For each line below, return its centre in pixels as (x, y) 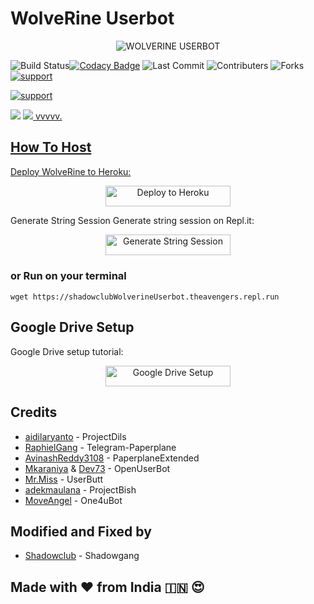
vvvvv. (48, 116)
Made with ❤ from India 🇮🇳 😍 (107, 587)
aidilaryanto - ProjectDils (75, 436)
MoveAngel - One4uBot (73, 500)
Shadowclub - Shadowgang (82, 556)
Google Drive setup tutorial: (67, 351)
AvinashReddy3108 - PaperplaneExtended (112, 458)
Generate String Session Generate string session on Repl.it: (132, 221)
